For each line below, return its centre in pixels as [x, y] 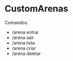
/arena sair [23, 37]
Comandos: [16, 22]
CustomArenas [36, 9]
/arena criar [24, 48]
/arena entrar [25, 32]
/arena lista [23, 42]
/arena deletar [26, 53]
